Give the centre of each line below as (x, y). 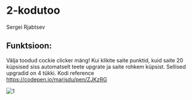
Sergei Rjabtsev (26, 27)
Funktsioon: (29, 46)
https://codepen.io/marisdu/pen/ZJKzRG (57, 79)
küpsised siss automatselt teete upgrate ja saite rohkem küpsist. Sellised (96, 66)
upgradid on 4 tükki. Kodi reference (50, 73)
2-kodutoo (33, 10)
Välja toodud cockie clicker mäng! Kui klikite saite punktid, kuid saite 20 (95, 60)
